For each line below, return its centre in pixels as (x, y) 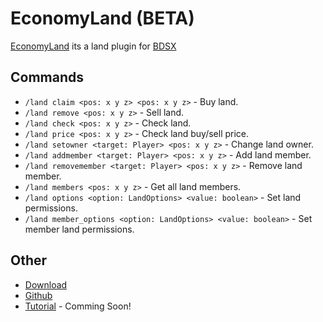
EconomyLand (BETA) (102, 18)
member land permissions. (79, 229)
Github (38, 295)
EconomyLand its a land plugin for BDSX (93, 46)
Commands (47, 77)
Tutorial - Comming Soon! (78, 306)
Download (46, 284)
